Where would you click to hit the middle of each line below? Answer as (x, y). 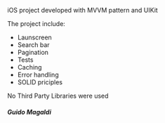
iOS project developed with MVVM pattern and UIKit (82, 10)
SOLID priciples (40, 82)
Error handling (38, 75)
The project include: (36, 24)
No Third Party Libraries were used (58, 96)
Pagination (33, 52)
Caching (29, 67)
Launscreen (35, 37)
